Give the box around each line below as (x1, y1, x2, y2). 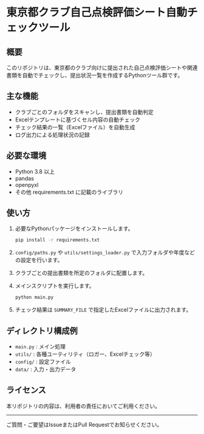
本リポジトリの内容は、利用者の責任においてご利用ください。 (6, 402, 161, 410)
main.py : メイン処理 (15, 343, 66, 350)
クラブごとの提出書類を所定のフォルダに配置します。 (15, 270, 148, 277)
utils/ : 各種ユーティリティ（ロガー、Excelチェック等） (15, 350, 156, 358)
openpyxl (15, 181, 39, 188)
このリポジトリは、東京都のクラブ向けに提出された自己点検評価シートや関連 (6, 64, 198, 71)
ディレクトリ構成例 (6, 325, 78, 336)
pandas (15, 174, 35, 182)
